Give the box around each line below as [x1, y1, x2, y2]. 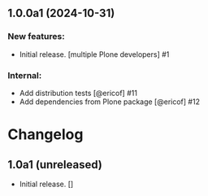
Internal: [7, 69, 42, 81]
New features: [7, 31, 66, 42]
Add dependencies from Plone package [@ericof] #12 [19, 97, 201, 107]
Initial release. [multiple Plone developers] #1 [19, 49, 170, 59]
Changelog [7, 125, 84, 144]
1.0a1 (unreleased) [7, 158, 103, 172]
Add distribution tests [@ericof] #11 [19, 88, 137, 98]
